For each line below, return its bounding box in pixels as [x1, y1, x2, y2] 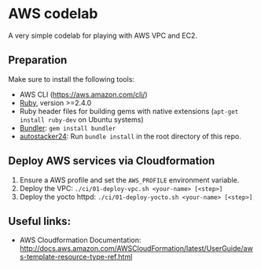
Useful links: [8, 214, 72, 228]
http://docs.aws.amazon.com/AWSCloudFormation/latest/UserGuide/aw [19, 244, 253, 253]
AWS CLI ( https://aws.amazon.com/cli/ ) [19, 90, 148, 99]
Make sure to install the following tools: [8, 74, 135, 83]
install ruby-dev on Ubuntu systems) [19, 115, 144, 124]
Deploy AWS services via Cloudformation [8, 154, 215, 168]
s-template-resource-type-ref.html [19, 252, 133, 262]
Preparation [8, 53, 68, 67]
